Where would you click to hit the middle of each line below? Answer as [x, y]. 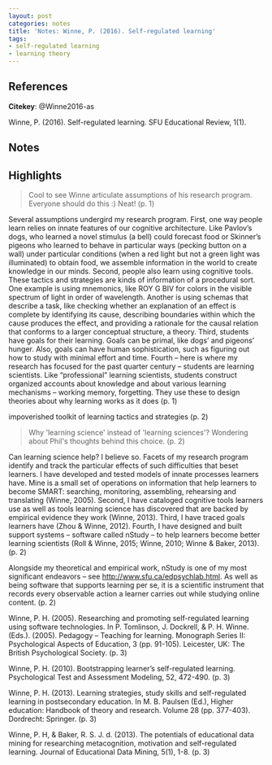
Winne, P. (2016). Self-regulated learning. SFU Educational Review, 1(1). [127, 122]
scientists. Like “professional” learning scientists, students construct [123, 375]
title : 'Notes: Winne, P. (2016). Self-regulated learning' [112, 31]
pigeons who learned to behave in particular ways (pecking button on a [128, 246]
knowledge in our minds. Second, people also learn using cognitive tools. [131, 271]
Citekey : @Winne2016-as [52, 106]
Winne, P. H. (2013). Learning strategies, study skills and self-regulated [127, 693]
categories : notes [39, 24]
